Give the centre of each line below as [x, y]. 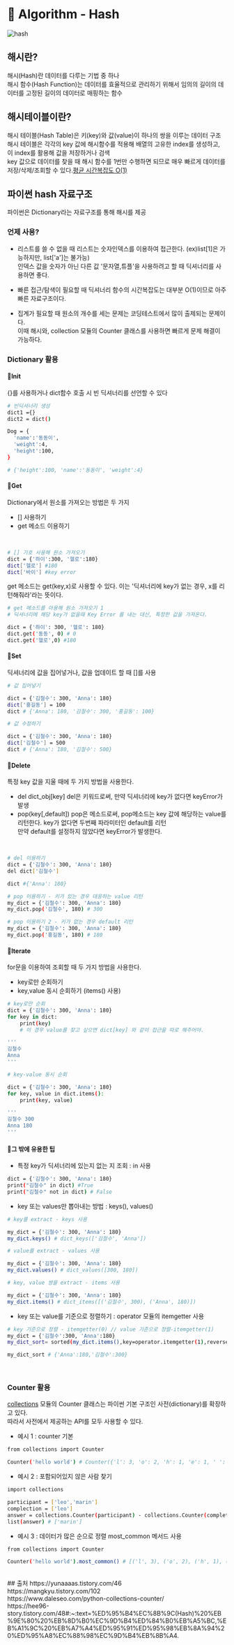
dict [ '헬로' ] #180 [32, 566]
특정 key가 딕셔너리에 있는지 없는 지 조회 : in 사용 [84, 1166]
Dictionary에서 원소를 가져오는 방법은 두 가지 [69, 502]
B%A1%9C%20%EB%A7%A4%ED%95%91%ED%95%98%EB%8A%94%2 [116, 1628]
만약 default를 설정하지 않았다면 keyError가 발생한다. [89, 832]
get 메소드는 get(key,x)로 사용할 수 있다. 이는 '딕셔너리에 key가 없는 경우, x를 [112, 587]
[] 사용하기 [32, 517]
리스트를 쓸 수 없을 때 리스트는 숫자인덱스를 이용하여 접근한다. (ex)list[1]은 [118, 249]
